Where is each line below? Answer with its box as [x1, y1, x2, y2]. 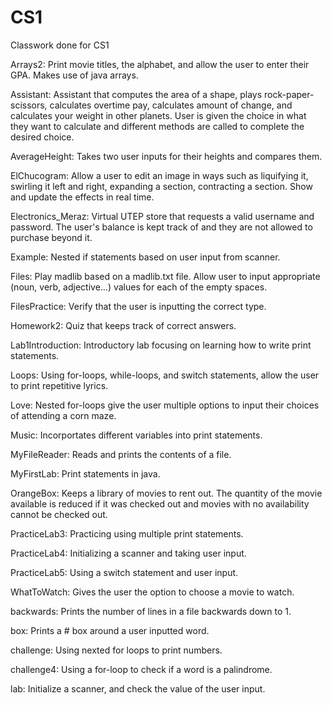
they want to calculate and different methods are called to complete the [10, 120, 305, 132]
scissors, [10, 99, 48, 111]
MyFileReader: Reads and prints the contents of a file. [10, 448, 232, 460]
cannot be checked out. [10, 508, 108, 520]
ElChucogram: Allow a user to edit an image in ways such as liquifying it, [10, 169, 309, 181]
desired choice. [10, 131, 75, 143]
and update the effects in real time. [10, 191, 155, 203]
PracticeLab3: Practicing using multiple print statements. [10, 527, 244, 540]
